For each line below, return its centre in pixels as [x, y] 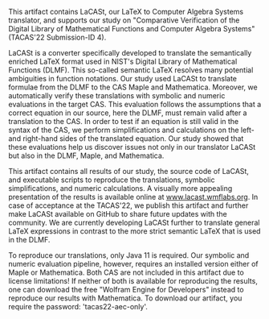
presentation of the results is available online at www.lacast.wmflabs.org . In [133, 197]
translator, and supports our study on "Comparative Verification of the [124, 20]
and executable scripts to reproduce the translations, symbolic [112, 180]
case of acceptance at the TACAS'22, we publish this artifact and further [128, 205]
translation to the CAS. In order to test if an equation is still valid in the [124, 121]
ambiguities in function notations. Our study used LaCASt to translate [122, 79]
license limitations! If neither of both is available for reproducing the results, [133, 281]
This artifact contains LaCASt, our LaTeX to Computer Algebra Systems [126, 12]
